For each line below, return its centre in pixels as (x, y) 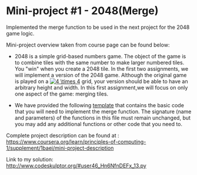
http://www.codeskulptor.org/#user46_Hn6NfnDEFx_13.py (76, 166)
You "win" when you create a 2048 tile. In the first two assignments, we (101, 68)
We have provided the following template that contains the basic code (99, 105)
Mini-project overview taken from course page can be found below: (88, 45)
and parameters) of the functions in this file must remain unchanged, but (103, 118)
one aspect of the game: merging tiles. (61, 94)
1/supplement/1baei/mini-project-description (60, 148)
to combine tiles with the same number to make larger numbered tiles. (99, 62)
